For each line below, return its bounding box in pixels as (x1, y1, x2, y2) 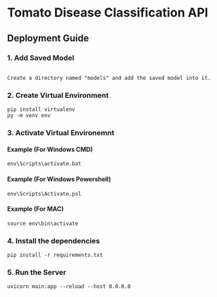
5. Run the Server (7, 267, 67, 277)
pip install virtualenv (7, 106, 76, 113)
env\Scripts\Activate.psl (7, 190, 81, 197)
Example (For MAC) (7, 205, 64, 213)
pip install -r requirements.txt (7, 252, 103, 258)
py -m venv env (7, 112, 51, 119)
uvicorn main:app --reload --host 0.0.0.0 (7, 283, 131, 290)
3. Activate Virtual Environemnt (7, 128, 115, 138)
